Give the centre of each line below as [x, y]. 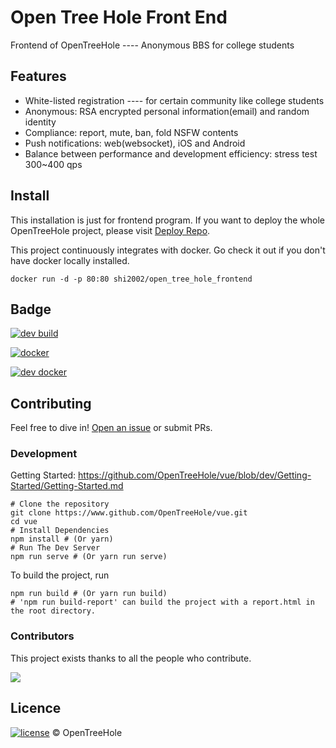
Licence [36, 708]
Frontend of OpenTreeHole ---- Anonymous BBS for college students [152, 45]
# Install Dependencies [60, 531]
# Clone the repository [60, 504]
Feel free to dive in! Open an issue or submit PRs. [111, 428]
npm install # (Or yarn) [62, 539]
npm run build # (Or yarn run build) [89, 594]
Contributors [42, 636]
